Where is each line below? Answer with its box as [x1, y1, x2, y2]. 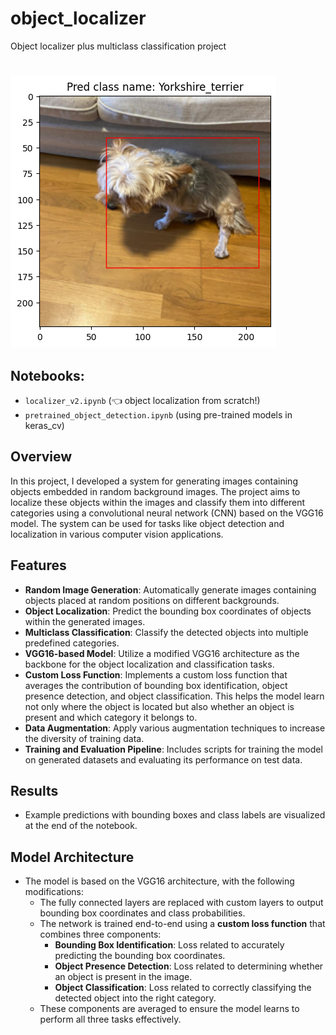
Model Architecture [10, 848, 135, 866]
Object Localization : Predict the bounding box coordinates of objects [24, 605, 312, 617]
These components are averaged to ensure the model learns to [39, 1003, 300, 1015]
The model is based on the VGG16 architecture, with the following [24, 875, 295, 887]
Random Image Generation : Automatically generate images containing [24, 583, 317, 596]
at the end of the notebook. [24, 820, 138, 832]
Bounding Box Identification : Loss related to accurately [54, 939, 285, 951]
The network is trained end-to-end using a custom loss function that [39, 918, 326, 930]
